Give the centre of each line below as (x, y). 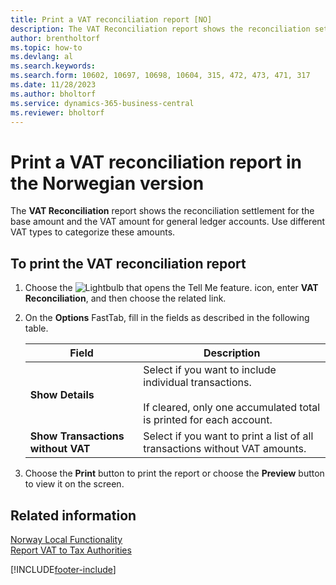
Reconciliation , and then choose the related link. (125, 298)
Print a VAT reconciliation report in (156, 162)
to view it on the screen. (74, 484)
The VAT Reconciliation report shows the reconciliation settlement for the (162, 211)
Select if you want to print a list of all (228, 436)
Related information (73, 515)
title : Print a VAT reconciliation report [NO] (111, 19)
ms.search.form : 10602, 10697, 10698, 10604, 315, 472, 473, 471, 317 (160, 76)
